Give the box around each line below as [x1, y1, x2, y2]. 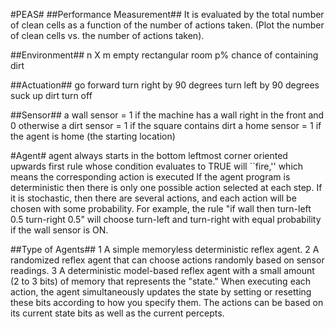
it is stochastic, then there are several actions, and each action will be [10, 192, 297, 204]
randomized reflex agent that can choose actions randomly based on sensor [10, 254, 325, 266]
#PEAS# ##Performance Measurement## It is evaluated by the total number [10, 9, 325, 20]
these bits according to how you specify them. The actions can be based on [10, 297, 324, 308]
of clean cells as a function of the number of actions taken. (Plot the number [10, 19, 325, 31]
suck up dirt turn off [10, 90, 93, 101]
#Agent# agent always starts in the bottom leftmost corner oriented [10, 150, 288, 161]
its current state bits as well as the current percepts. [10, 307, 225, 319]
